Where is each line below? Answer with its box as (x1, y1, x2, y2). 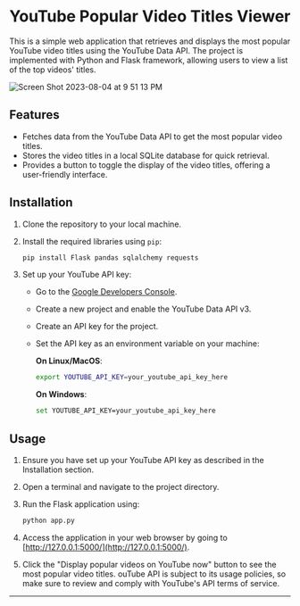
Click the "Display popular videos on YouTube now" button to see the (21, 559, 277, 569)
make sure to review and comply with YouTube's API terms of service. (21, 577, 279, 588)
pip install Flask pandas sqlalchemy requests (21, 253, 199, 262)
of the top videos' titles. (9, 64, 96, 75)
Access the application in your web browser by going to (21, 532, 228, 543)
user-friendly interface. (21, 169, 108, 179)
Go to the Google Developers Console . (35, 286, 178, 297)
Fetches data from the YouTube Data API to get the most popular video (21, 131, 283, 142)
